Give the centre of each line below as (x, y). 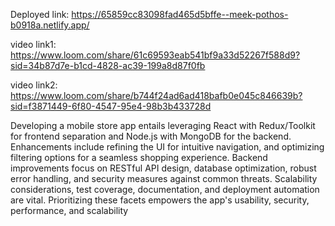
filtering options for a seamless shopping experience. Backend (139, 157)
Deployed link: (40, 14)
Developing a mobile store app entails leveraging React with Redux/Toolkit (163, 125)
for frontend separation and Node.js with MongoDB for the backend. (151, 136)
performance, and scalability (69, 210)
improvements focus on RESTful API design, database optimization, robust (163, 168)
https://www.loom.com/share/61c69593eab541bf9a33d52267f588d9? (155, 55)
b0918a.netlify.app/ (50, 25)
